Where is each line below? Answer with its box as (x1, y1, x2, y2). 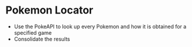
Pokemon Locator (5, 4, 93, 17)
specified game (14, 29, 52, 36)
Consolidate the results (14, 35, 70, 42)
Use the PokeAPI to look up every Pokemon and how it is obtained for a (14, 23, 187, 30)
